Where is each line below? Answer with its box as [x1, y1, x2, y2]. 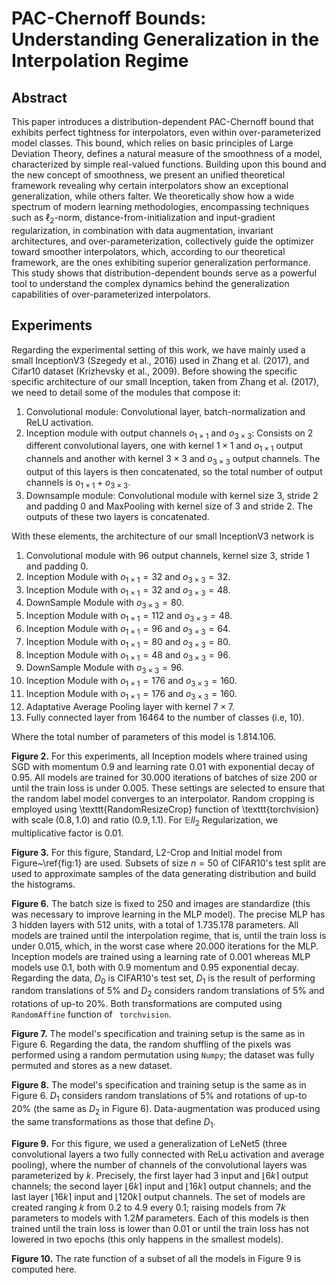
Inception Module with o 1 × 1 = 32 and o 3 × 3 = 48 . [25, 583, 231, 598]
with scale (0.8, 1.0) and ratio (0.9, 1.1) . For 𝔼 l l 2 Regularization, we [11, 813, 279, 828]
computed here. [11, 1263, 78, 1275]
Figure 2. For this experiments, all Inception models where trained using [11, 750, 308, 762]
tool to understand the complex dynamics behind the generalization [11, 277, 290, 289]
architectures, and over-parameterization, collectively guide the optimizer [11, 235, 314, 247]
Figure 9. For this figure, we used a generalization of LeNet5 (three [11, 1137, 288, 1149]
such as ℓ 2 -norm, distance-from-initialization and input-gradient [11, 212, 276, 226]
